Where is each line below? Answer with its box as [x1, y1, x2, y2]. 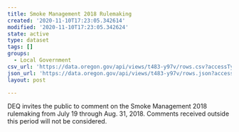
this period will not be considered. [7, 117, 107, 126]
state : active [7, 30, 50, 38]
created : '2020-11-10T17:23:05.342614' [7, 17, 126, 24]
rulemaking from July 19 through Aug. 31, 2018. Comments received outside [7, 109, 230, 118]
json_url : [7, 70, 37, 77]
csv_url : [7, 63, 33, 70]
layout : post [7, 76, 46, 84]
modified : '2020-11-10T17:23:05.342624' [7, 23, 129, 31]
